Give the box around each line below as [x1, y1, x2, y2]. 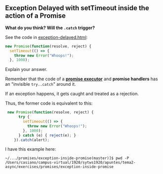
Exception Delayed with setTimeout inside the [5, 4, 149, 12]
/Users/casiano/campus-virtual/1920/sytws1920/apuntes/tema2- [5, 160, 136, 165]
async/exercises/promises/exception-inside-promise [5, 165, 114, 170]
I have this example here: [5, 146, 56, 152]
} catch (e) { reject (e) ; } [18, 133, 77, 138]
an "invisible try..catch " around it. [5, 81, 76, 87]
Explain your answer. [5, 67, 48, 72]
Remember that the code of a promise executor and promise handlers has [5, 76, 158, 82]
